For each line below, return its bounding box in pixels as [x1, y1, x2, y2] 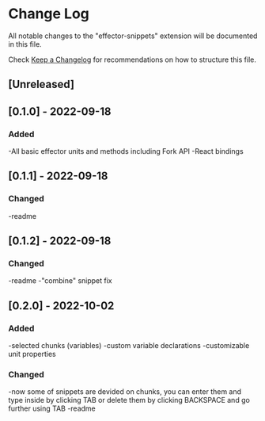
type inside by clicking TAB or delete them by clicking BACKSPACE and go [8, 396, 251, 405]
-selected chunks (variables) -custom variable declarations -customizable [8, 341, 250, 350]
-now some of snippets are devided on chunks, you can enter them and [8, 387, 242, 396]
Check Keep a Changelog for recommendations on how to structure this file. [8, 55, 257, 64]
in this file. [8, 39, 42, 48]
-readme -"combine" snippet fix [8, 276, 112, 285]
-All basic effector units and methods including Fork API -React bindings [8, 147, 244, 156]
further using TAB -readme [8, 404, 97, 413]
